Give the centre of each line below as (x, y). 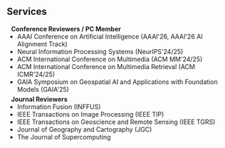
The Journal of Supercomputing (64, 137)
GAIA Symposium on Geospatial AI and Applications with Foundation (117, 82)
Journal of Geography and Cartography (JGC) (84, 129)
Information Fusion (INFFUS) (59, 107)
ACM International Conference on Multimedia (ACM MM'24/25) (110, 59)
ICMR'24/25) (36, 74)
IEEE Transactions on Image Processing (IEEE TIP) (90, 114)
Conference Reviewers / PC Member (66, 28)
